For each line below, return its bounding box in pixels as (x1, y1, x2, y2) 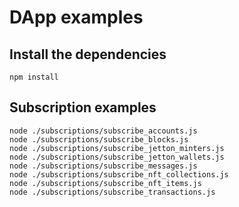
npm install (9, 72, 59, 82)
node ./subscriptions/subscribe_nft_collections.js (9, 169, 229, 180)
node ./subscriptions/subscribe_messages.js (9, 161, 198, 171)
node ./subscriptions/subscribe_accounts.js (9, 126, 198, 136)
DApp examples (9, 6, 144, 29)
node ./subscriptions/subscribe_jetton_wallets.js (9, 152, 225, 162)
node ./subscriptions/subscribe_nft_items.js (9, 178, 202, 188)
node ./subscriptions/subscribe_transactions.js (9, 187, 216, 197)
